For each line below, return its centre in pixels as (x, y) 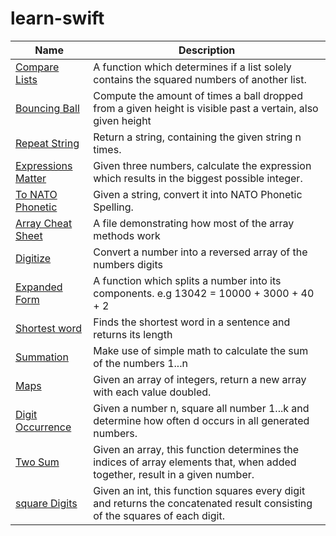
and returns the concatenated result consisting (203, 503)
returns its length (133, 334)
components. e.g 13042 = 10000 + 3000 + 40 (204, 293)
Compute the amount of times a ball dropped (198, 95)
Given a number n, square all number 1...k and (201, 408)
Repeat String (47, 143)
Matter (31, 178)
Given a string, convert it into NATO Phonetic (198, 194)
